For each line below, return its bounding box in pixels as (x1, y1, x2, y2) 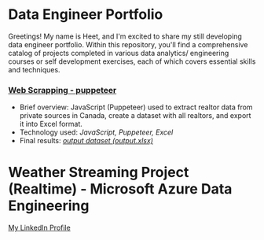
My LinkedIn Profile (8, 223, 71, 233)
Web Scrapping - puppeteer (8, 84, 117, 95)
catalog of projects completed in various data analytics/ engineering (8, 48, 229, 57)
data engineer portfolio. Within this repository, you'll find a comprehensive (8, 39, 248, 49)
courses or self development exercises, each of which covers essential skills (8, 57, 256, 66)
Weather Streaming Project (8, 164, 189, 182)
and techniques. (8, 65, 60, 74)
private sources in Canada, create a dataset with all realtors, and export (19, 111, 251, 120)
